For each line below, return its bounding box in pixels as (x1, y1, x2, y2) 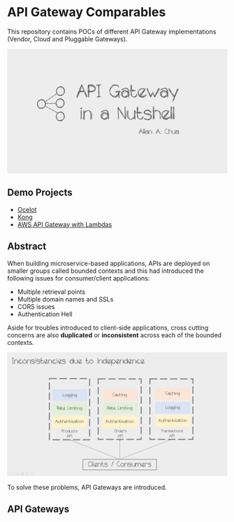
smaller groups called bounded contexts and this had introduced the (7, 267, 204, 275)
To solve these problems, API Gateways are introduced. (7, 484, 168, 492)
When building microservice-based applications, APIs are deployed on (7, 259, 210, 267)
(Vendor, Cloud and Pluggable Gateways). (7, 34, 128, 43)
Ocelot (17, 205, 37, 213)
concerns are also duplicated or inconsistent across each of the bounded (7, 330, 222, 339)
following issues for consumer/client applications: (7, 274, 150, 282)
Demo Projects (7, 187, 73, 199)
